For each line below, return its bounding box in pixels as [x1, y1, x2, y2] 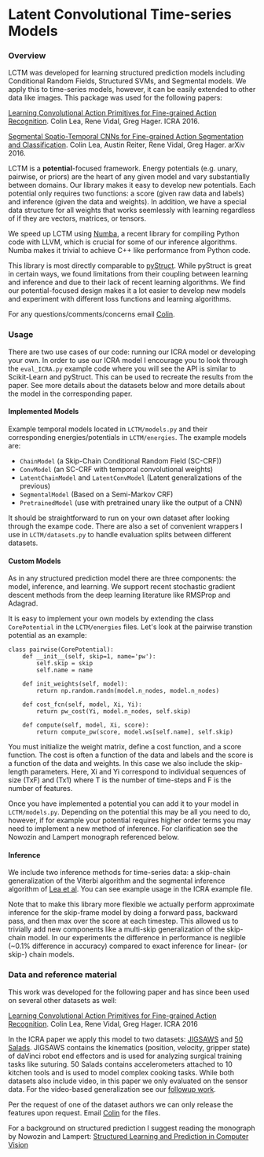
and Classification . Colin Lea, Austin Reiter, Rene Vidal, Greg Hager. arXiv [8, 140, 245, 150]
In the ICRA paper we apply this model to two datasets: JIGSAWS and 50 [8, 1034, 244, 1044]
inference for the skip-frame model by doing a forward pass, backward [8, 908, 238, 917]
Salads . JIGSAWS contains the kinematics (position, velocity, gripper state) [8, 1042, 251, 1052]
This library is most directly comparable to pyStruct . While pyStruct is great [8, 261, 251, 270]
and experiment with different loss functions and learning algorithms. [8, 295, 232, 304]
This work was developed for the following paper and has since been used [8, 987, 250, 997]
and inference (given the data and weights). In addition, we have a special [8, 197, 247, 207]
